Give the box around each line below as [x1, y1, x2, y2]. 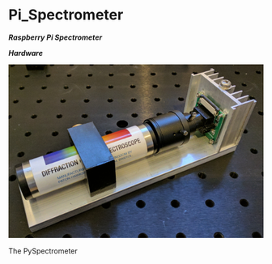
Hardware [8, 48, 43, 57]
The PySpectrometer [8, 245, 79, 256]
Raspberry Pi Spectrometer [8, 32, 103, 42]
